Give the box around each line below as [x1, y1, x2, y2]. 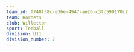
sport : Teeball [6, 25, 45, 32]
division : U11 [6, 31, 42, 37]
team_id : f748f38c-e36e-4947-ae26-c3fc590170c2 [6, 8, 129, 15]
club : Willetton [6, 20, 47, 26]
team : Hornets [6, 14, 42, 20]
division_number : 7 [6, 36, 56, 42]
